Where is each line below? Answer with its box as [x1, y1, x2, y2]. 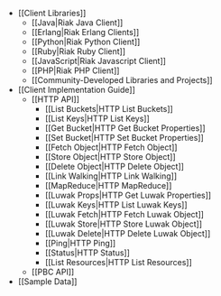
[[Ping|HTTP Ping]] [44, 238, 116, 248]
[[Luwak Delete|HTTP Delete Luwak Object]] [44, 228, 211, 238]
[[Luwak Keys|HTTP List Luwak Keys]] [44, 199, 188, 210]
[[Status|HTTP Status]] [44, 247, 131, 258]
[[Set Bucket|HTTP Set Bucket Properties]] [44, 133, 205, 143]
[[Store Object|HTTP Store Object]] [44, 152, 176, 162]
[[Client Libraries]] [17, 8, 87, 18]
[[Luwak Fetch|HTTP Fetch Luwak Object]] [44, 209, 205, 219]
